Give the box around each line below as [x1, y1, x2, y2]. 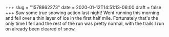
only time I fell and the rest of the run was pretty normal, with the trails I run [5, 20, 164, 26]
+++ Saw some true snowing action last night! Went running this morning [5, 10, 160, 16]
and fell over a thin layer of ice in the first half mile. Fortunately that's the [5, 15, 159, 21]
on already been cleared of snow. [5, 26, 76, 32]
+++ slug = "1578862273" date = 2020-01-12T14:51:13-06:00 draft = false [5, 5, 161, 10]
